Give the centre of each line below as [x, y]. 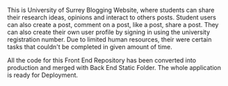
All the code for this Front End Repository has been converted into [102, 60]
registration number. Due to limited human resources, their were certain [109, 40]
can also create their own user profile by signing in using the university [109, 32]
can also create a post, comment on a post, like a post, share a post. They [113, 25]
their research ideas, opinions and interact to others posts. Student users [112, 17]
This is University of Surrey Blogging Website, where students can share [111, 10]
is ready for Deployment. [43, 75]
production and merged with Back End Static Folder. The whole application [114, 68]
